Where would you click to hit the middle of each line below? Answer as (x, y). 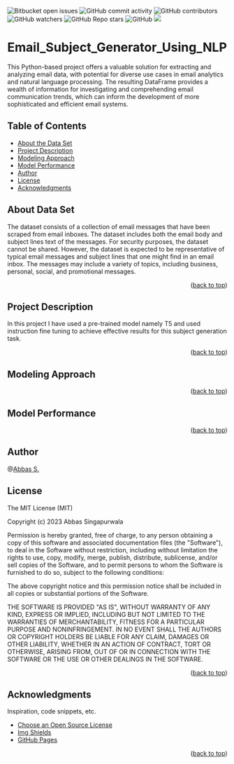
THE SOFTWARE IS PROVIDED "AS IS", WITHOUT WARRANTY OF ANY (109, 607)
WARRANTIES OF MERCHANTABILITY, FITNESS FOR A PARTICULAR (106, 622)
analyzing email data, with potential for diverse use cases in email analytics (115, 74)
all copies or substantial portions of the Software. (78, 593)
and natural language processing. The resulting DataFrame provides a (108, 81)
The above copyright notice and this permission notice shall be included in (114, 586)
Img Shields (34, 732)
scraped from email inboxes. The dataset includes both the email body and (115, 234)
